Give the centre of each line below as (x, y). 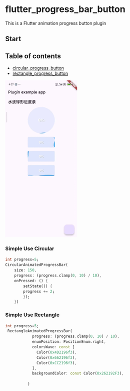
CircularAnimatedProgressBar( (37, 265)
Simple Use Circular (30, 248)
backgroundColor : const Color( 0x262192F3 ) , (78, 373)
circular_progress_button (38, 68)
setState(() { (38, 286)
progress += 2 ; (39, 291)
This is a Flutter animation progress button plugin (56, 23)
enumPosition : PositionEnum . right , (69, 342)
